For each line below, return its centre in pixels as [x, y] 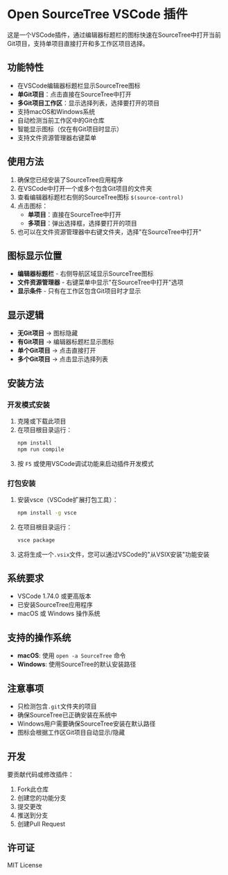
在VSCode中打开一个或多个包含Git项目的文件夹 [85, 188]
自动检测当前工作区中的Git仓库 [61, 120]
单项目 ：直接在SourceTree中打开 [74, 214]
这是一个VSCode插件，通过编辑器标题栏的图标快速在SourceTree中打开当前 [114, 35]
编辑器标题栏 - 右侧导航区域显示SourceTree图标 [85, 274]
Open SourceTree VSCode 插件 [98, 14]
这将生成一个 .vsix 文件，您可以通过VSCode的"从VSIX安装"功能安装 [113, 554]
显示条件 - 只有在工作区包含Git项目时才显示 [79, 291]
